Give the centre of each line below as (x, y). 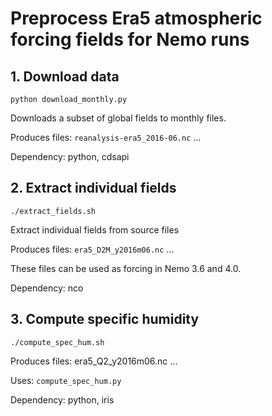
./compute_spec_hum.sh (57, 342)
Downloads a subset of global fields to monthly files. (118, 118)
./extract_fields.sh (53, 211)
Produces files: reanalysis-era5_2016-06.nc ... (106, 137)
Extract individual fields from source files (95, 229)
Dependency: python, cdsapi (70, 156)
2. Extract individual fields (93, 188)
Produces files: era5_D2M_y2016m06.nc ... (92, 249)
